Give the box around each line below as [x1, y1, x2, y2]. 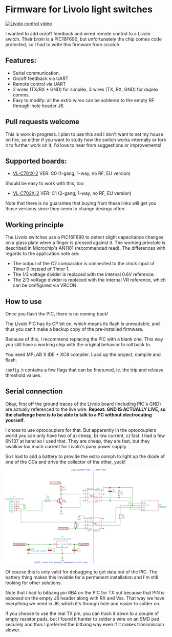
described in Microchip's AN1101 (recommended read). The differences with [5, 245, 166, 251]
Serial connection [5, 387, 63, 396]
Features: [5, 56, 37, 65]
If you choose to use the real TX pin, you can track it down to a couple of [5, 610, 159, 616]
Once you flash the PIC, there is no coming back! [5, 311, 109, 316]
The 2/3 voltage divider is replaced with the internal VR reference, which [12, 277, 166, 283]
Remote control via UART [12, 81, 66, 87]
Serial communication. [12, 70, 60, 76]
